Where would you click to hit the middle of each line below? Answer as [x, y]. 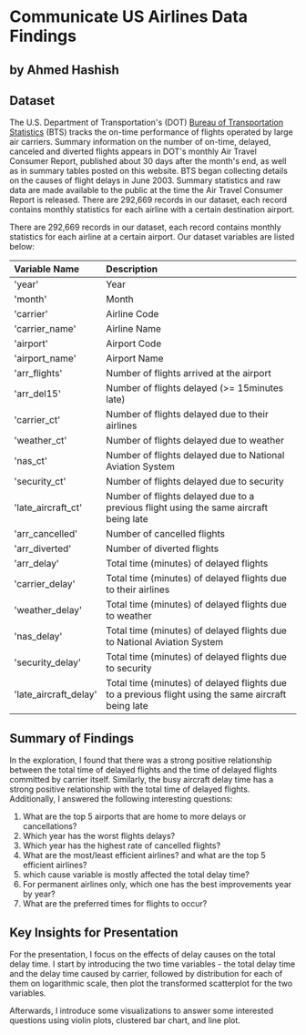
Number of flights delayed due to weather [195, 441]
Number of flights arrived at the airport [189, 374]
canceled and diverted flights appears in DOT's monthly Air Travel [133, 151]
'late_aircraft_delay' [56, 694]
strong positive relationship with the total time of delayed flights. [130, 789]
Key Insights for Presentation [94, 933]
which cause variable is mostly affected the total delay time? [136, 875]
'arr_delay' [36, 564]
